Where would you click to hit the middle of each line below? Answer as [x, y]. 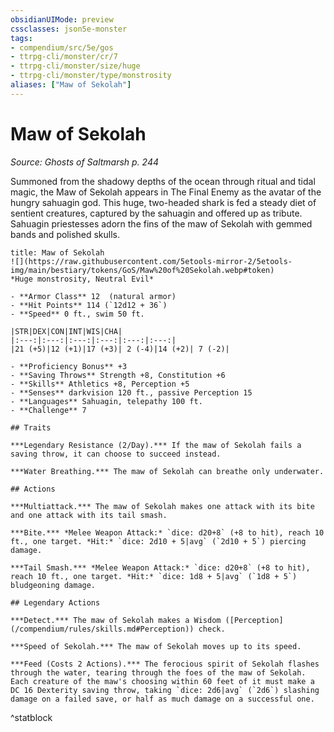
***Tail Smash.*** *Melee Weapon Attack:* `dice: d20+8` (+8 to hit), [160, 567]
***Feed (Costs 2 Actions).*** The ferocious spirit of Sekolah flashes [165, 664]
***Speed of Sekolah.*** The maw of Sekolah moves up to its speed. [156, 646]
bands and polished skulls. [65, 234]
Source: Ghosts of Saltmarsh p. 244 [85, 162]
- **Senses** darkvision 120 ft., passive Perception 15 [131, 392]
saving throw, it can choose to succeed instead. [116, 454]
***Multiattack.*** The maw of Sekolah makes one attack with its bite [162, 506]
